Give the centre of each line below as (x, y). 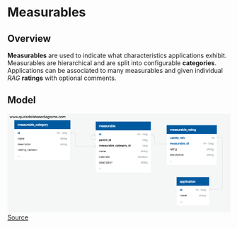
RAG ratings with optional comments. (62, 78)
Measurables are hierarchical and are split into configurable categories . (112, 63)
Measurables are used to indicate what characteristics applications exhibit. (117, 55)
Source (18, 217)
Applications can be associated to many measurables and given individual (115, 70)
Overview (29, 39)
